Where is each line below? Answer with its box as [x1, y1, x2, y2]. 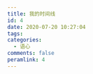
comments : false [7, 50, 55, 57]
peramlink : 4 [7, 56, 45, 63]
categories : [7, 37, 42, 44]
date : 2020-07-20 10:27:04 [7, 23, 86, 30]
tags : [7, 30, 23, 37]
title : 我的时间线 [7, 10, 56, 18]
